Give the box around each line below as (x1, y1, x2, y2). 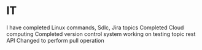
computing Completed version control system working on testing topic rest (6, 30, 196, 37)
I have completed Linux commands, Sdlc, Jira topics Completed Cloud (6, 24, 184, 31)
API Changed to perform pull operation (6, 37, 104, 44)
